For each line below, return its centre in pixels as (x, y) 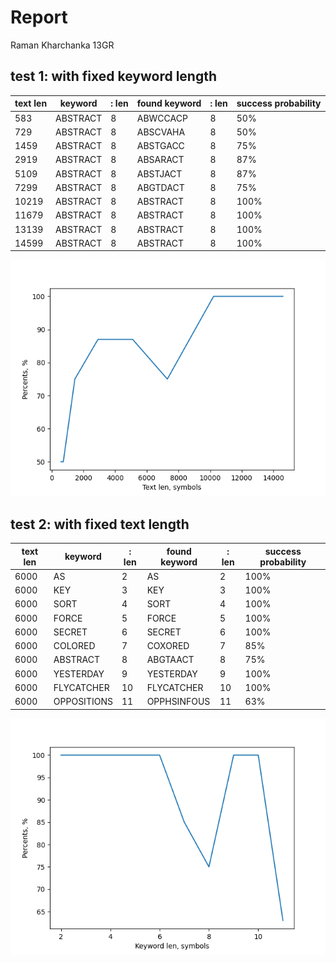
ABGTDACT (160, 187)
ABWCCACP (162, 118)
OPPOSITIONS (83, 702)
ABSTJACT (159, 173)
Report (39, 17)
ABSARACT (160, 160)
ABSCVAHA (161, 132)
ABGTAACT (170, 660)
